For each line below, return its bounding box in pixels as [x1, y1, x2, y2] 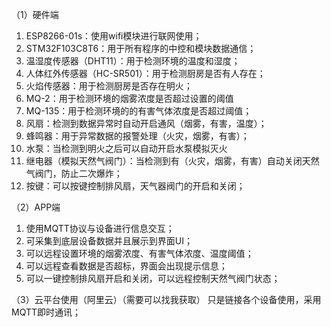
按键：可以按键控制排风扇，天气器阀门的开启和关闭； [25, 180, 246, 192]
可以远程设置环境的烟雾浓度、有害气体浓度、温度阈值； [25, 248, 254, 259]
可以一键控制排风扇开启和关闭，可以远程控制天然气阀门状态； [25, 273, 281, 284]
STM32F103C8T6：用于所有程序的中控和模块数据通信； [25, 43, 257, 54]
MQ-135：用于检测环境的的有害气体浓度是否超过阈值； [25, 105, 253, 117]
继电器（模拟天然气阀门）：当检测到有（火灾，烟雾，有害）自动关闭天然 [25, 155, 320, 167]
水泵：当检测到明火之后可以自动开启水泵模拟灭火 [25, 143, 228, 154]
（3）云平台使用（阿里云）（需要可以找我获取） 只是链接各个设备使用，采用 [11, 294, 322, 305]
